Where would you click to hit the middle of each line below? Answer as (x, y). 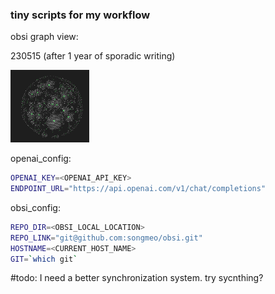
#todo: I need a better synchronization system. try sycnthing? (137, 278)
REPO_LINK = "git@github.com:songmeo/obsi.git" (106, 238)
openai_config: (41, 159)
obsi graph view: (44, 37)
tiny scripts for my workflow (80, 15)
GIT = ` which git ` (44, 259)
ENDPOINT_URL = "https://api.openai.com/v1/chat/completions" (138, 189)
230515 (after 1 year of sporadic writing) (93, 56)
